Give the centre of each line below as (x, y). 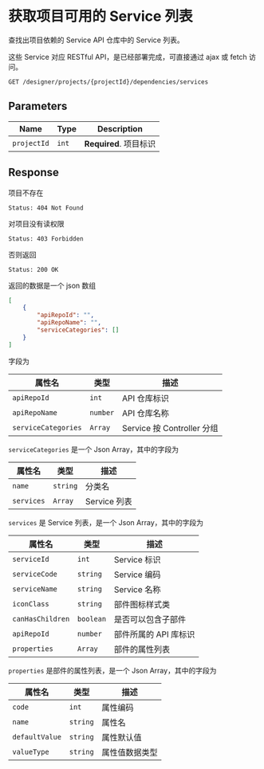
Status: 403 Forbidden (46, 239)
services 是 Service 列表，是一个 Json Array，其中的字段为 (106, 522)
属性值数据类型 (130, 752)
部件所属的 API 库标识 (154, 634)
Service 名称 (137, 589)
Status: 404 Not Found (46, 208)
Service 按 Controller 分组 (170, 428)
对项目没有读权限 (36, 223)
